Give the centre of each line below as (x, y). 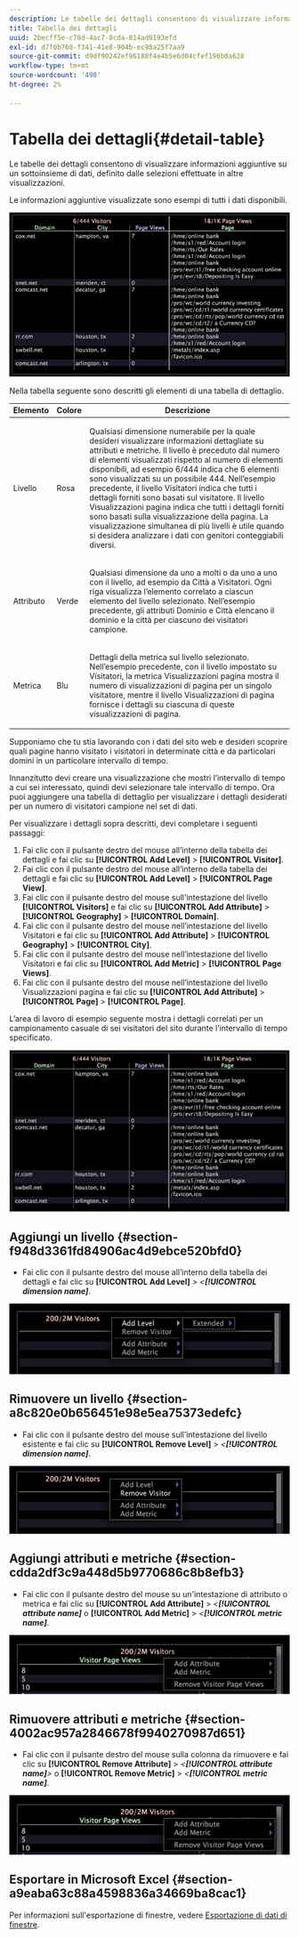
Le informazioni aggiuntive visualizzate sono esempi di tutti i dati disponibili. (148, 199)
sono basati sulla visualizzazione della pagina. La (179, 516)
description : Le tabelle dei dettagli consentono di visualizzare (135, 19)
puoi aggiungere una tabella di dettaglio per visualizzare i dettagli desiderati (148, 796)
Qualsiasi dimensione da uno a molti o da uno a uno (183, 572)
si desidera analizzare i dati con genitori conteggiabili (186, 535)
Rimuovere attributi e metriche (96, 1719)
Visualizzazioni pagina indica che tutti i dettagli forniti (187, 506)
